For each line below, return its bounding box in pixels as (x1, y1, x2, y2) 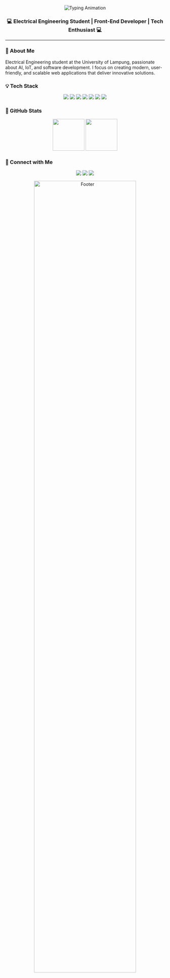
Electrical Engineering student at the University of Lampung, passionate (5, 59, 155, 65)
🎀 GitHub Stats (5, 107, 42, 114)
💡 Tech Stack (5, 82, 38, 89)
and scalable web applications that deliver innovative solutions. (23, 70, 155, 76)
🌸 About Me (5, 47, 35, 54)
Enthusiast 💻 (68, 26, 102, 33)
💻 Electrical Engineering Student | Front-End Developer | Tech (7, 18, 163, 25)
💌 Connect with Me (5, 159, 53, 166)
